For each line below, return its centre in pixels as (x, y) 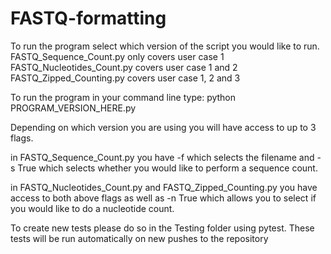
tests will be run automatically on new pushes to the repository (139, 238)
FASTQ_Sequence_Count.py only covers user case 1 (117, 56)
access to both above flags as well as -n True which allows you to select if (163, 198)
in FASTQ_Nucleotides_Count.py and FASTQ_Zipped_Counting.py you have (164, 187)
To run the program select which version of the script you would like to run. (165, 46)
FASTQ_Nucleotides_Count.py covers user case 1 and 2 (124, 67)
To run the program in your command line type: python (123, 97)
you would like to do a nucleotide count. (92, 208)
